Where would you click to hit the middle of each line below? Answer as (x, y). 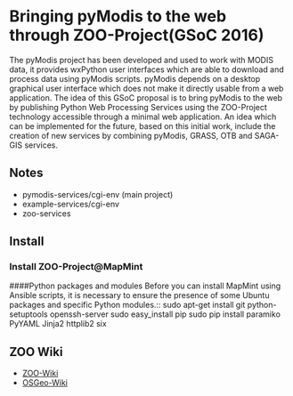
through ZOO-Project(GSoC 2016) (137, 35)
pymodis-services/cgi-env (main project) (98, 194)
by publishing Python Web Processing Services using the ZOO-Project (138, 107)
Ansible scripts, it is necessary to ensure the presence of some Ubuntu (139, 295)
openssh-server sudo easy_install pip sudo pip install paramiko (165, 314)
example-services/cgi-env (71, 204)
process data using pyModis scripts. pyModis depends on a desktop (135, 78)
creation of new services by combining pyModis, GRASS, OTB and (131, 135)
